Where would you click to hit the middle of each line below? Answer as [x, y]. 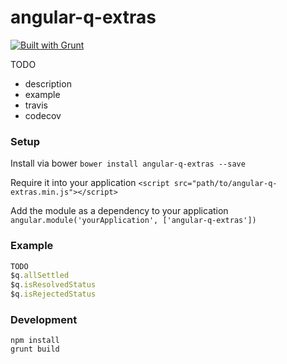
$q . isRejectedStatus [53, 294]
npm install [35, 341]
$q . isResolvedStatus [53, 285]
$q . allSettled [40, 276]
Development [44, 319]
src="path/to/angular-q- [225, 184]
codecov [43, 115]
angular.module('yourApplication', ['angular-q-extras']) [133, 221]
